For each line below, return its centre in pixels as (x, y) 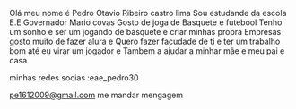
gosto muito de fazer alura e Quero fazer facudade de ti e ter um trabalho (145, 41)
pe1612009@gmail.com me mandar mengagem (96, 95)
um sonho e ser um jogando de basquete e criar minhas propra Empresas (145, 32)
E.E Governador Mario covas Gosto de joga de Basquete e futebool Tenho (146, 22)
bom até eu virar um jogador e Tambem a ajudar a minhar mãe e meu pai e (147, 51)
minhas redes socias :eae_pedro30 (74, 78)
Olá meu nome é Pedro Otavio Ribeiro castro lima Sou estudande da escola (148, 13)
